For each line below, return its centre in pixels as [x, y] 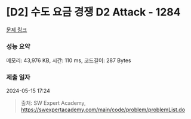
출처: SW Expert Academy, [53, 103]
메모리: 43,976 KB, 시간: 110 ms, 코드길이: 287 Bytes [69, 60]
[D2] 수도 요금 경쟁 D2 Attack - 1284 [93, 12]
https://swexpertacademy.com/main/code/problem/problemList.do [103, 110]
